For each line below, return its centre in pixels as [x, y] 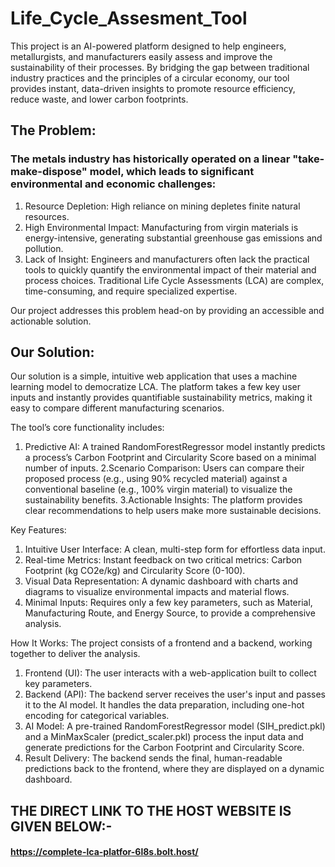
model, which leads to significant [172, 172]
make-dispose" [49, 172]
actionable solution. [51, 321]
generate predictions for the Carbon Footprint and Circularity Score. [164, 748]
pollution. [44, 248]
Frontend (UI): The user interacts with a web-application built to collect [170, 673]
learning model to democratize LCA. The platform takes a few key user [155, 387]
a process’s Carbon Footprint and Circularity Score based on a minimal [170, 458]
